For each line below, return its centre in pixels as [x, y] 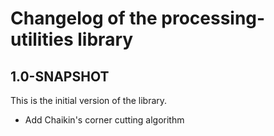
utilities [42, 39]
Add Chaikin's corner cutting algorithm [104, 120]
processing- [213, 18]
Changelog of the [84, 18]
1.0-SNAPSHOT [60, 76]
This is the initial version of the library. [89, 100]
